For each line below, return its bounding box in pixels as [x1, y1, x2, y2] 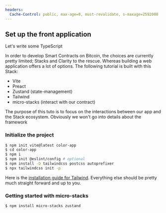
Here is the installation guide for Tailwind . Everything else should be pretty [5, 174, 157, 180]
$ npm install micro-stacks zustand [5, 204, 81, 209]
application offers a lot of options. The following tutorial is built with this [5, 63, 151, 69]
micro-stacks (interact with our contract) [12, 99, 96, 105]
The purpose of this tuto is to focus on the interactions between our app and [5, 109, 161, 115]
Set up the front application [5, 30, 92, 39]
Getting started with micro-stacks [5, 192, 89, 199]
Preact [12, 84, 26, 89]
